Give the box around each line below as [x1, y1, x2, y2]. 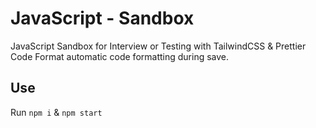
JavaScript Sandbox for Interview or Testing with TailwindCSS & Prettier [10, 40, 307, 52]
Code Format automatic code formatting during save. [10, 50, 230, 62]
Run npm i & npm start [10, 106, 103, 118]
